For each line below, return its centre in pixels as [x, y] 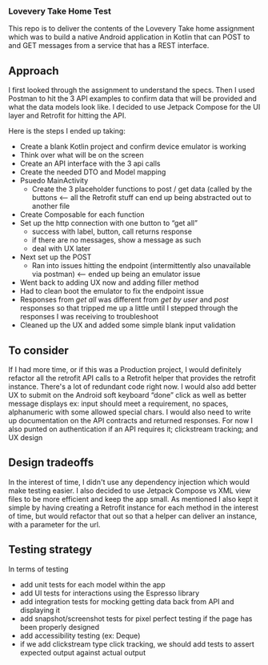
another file [51, 206]
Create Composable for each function [82, 214]
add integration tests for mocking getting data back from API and [127, 601]
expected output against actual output [83, 652]
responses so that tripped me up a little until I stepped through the [129, 308]
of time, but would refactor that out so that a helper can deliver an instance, [133, 516]
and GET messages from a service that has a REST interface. [109, 46]
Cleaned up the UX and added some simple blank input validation [128, 325]
